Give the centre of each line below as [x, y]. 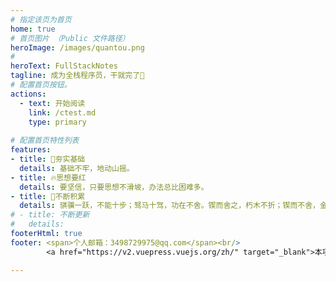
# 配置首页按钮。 [41, 85]
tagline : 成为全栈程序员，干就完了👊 [77, 76]
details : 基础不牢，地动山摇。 [77, 168]
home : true [33, 29]
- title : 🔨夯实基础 [48, 159]
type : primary [57, 122]
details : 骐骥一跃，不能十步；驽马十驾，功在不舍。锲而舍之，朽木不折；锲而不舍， [169, 206]
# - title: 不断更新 [50, 215]
